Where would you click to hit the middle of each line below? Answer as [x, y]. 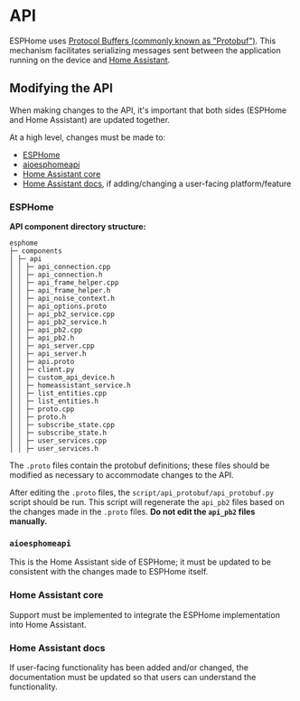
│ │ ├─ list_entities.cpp [58, 394]
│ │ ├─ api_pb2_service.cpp [62, 314]
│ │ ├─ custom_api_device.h [62, 378]
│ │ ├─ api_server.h [48, 354]
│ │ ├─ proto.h [38, 417]
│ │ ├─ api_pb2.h [42, 338]
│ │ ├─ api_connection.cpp [60, 267]
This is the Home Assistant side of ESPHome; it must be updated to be [141, 562]
